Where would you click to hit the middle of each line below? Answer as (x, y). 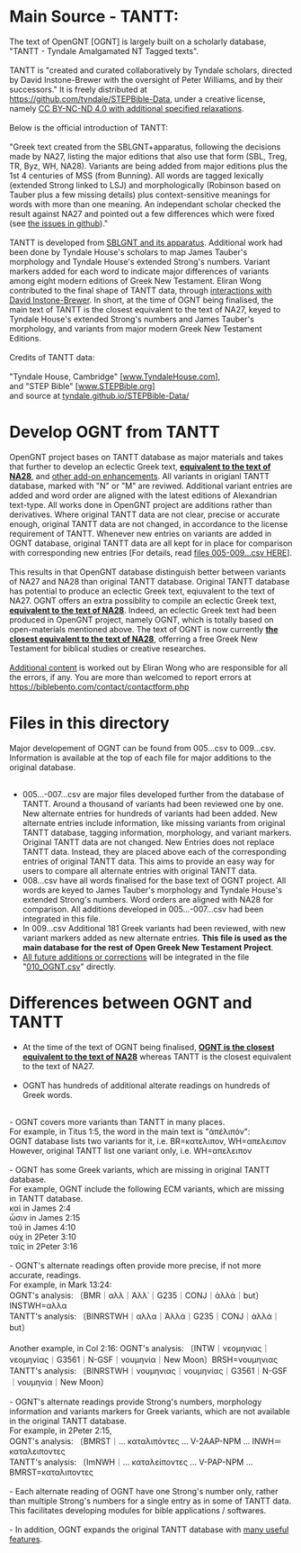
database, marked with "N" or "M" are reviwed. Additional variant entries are (151, 486)
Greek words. (47, 1094)
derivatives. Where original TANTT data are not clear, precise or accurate (145, 514)
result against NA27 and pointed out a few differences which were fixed (142, 213)
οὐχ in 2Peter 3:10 (43, 1237)
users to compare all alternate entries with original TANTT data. (140, 870)
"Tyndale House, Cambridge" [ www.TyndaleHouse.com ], (115, 377)
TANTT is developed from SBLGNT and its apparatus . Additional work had (146, 242)
